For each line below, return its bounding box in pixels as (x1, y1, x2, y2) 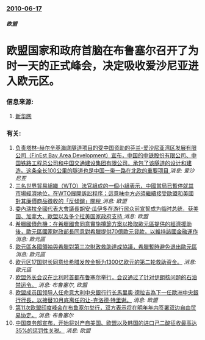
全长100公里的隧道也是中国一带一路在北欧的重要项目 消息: (36, 167, 183, 174)
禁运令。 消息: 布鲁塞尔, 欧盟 (15, 282, 87, 289)
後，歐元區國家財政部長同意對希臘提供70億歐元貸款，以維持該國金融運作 (15, 228, 198, 235)
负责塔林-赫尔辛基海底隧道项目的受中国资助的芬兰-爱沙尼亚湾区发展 (15, 144, 186, 152)
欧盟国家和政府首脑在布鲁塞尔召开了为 (6, 44, 200, 57)
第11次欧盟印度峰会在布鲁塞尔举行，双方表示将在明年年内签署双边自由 (15, 304, 191, 311)
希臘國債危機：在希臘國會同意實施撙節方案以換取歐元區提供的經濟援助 (15, 221, 192, 228)
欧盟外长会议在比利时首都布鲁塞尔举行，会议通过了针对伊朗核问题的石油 (15, 274, 197, 281)
